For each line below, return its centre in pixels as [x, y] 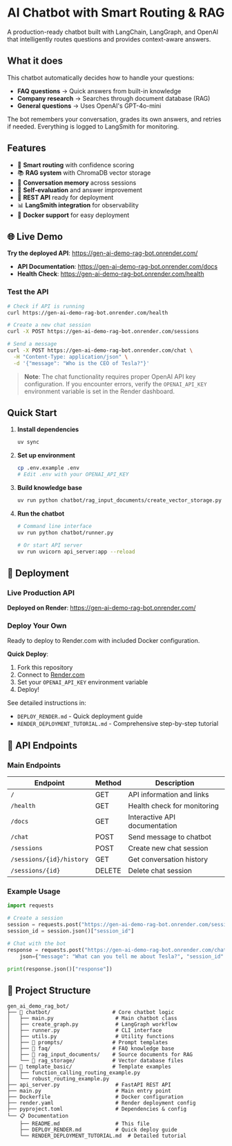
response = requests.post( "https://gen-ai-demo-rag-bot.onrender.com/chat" [118, 950]
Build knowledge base [50, 488]
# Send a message [32, 344]
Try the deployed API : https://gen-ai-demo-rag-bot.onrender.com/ [103, 253]
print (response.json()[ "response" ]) [60, 969]
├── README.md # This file [85, 1124]
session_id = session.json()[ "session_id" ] [71, 931]
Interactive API [152, 817]
